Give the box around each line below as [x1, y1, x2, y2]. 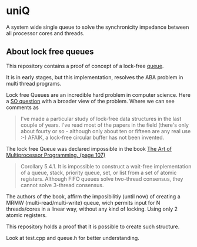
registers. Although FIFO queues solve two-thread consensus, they [20, 175, 183, 182]
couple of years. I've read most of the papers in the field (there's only [20, 121, 189, 128]
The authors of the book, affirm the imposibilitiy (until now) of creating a [6, 192, 181, 200]
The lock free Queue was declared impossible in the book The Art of [6, 145, 172, 152]
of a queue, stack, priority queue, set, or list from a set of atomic [20, 169, 177, 176]
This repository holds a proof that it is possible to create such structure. [6, 223, 180, 230]
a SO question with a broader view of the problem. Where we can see [6, 97, 175, 104]
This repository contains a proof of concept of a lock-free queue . [6, 62, 164, 69]
